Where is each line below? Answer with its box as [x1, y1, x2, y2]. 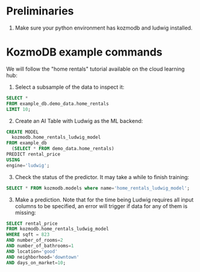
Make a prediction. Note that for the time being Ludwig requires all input [14, 196, 194, 203]
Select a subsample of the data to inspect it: [14, 83, 125, 90]
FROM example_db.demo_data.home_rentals [6, 101, 110, 107]
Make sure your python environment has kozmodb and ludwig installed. [14, 24, 193, 31]
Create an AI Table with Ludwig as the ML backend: [14, 117, 143, 124]
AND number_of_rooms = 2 [6, 237, 63, 244]
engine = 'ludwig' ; [6, 162, 50, 168]
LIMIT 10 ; [6, 106, 31, 112]
